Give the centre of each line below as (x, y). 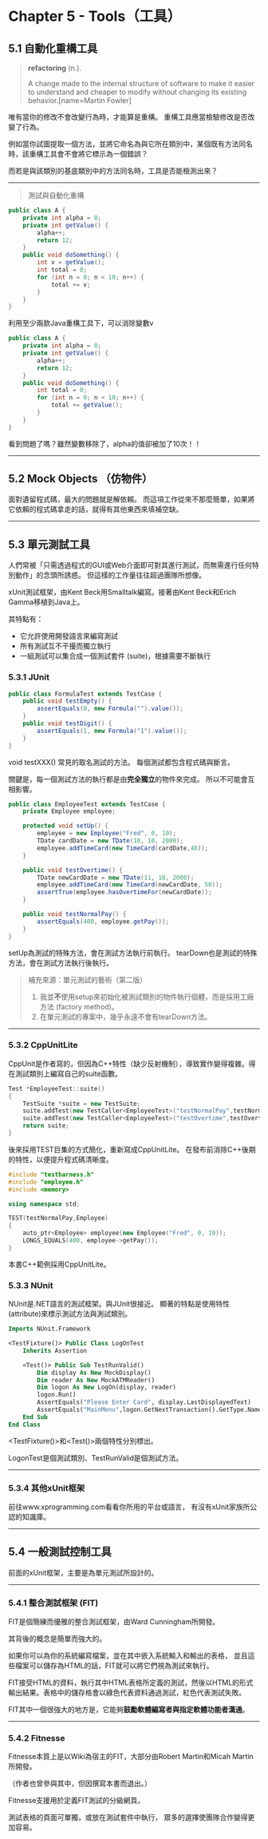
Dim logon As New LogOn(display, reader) (107, 1387)
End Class (25, 1425)
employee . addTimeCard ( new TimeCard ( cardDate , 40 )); (123, 848)
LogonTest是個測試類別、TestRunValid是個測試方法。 (96, 1457)
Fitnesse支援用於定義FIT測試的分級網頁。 (77, 1801)
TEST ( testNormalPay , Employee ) (59, 1219)
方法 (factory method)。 (79, 1006)
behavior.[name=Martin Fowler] (79, 100)
